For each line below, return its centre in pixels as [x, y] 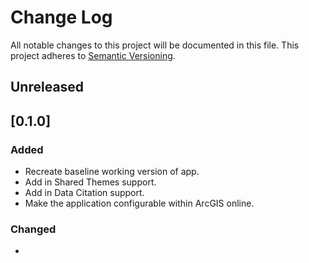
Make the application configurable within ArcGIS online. [139, 203]
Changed [33, 229]
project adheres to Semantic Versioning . [93, 55]
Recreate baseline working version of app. [112, 172]
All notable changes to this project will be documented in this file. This [155, 45]
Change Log [61, 17]
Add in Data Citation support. [84, 193]
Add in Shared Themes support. [90, 182]
